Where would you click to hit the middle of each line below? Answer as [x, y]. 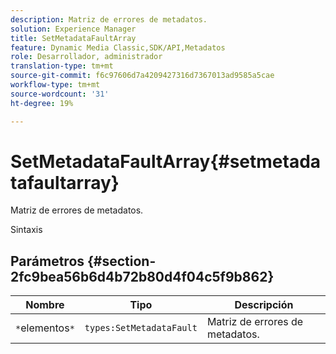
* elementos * [45, 328]
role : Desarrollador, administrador [86, 57]
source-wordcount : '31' [60, 94]
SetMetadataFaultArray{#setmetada [166, 161]
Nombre [45, 305]
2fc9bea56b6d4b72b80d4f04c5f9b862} [142, 276]
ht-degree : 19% [42, 103]
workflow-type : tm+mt [55, 85]
